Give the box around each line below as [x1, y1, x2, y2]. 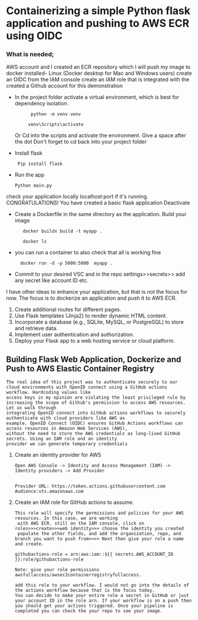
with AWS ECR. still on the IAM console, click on [17, 520, 144, 526]
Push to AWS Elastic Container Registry [6, 363, 154, 373]
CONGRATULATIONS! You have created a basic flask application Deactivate [6, 199, 190, 207]
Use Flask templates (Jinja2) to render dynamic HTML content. [14, 312, 167, 319]
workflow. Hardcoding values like [6, 390, 91, 396]
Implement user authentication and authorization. [14, 331, 134, 338]
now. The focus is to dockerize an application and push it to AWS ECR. [6, 294, 177, 301]
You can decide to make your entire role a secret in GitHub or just [14, 593, 190, 599]
